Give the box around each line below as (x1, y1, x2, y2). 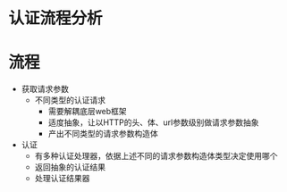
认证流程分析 (8, 8, 104, 29)
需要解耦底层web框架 (47, 106, 127, 117)
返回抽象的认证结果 (34, 162, 106, 172)
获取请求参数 (21, 84, 69, 95)
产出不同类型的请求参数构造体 (47, 129, 158, 139)
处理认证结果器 (34, 173, 90, 184)
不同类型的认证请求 (34, 95, 106, 105)
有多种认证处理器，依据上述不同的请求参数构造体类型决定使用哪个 (34, 151, 278, 162)
